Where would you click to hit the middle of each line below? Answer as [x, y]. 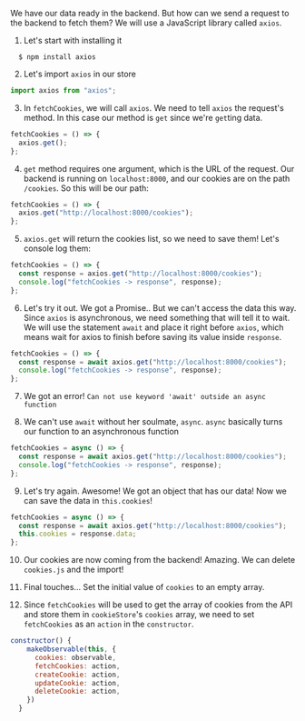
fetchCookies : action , [77, 666]
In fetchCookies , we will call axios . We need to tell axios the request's [153, 107]
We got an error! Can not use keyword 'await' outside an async [144, 396]
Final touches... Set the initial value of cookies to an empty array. [144, 587]
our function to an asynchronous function [101, 432]
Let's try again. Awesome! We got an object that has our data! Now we [155, 491]
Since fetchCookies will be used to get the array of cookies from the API [158, 605]
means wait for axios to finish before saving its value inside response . [152, 336]
